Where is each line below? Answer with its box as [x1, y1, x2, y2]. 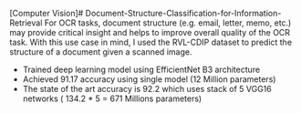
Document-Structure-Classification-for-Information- [85, 8, 282, 18]
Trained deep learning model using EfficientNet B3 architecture [22, 64, 261, 75]
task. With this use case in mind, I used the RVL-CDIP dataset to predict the [9, 36, 293, 47]
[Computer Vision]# [9, 8, 84, 18]
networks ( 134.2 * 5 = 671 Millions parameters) [22, 93, 202, 104]
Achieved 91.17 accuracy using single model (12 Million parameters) [22, 74, 276, 85]
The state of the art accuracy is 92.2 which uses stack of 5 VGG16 [22, 84, 272, 94]
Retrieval [9, 17, 43, 28]
